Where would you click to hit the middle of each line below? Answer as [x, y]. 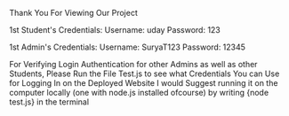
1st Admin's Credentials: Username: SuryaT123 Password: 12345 [128, 47]
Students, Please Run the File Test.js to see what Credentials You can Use [144, 73]
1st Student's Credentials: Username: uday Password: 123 [115, 30]
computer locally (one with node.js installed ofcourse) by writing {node [139, 93]
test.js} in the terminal [49, 102]
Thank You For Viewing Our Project [73, 13]
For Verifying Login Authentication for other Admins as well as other [133, 64]
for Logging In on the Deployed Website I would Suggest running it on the [144, 83]
